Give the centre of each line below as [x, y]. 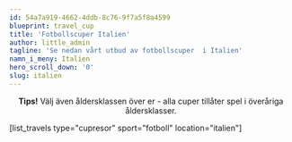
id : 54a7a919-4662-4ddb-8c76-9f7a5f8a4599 [90, 17]
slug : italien [36, 76]
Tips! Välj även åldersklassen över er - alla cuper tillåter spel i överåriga [151, 101]
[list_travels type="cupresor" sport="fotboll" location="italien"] [126, 128]
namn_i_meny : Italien [50, 59]
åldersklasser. [151, 110]
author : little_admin [50, 42]
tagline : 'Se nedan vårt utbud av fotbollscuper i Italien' [126, 51]
